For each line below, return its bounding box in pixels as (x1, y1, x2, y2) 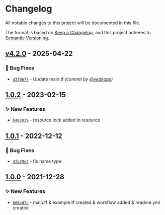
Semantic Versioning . (5, 35, 49, 41)
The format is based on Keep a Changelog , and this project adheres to (5, 29, 151, 35)
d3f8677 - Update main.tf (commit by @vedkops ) (12, 76, 113, 82)
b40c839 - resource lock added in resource (12, 117, 101, 123)
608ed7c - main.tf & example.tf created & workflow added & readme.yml (12, 199, 160, 205)
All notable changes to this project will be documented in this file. (5, 20, 141, 26)
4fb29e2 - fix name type (12, 158, 62, 164)
